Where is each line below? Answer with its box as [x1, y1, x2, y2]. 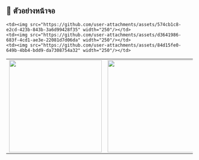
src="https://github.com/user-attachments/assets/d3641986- [30, 32, 182, 38]
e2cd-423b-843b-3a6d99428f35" [6, 27, 81, 32]
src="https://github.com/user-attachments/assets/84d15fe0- [30, 42, 182, 48]
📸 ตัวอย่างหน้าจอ [6, 6, 55, 16]
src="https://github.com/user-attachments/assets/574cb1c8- [30, 21, 182, 27]
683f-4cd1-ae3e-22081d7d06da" [6, 37, 81, 43]
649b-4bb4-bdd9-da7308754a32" [6, 47, 81, 53]
